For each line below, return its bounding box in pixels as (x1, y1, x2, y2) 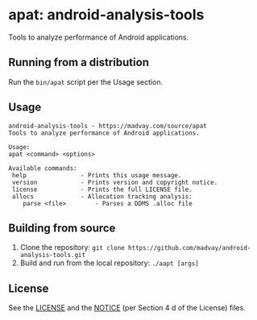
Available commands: (8, 164, 78, 172)
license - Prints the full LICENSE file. (11, 185, 193, 193)
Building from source (8, 221, 116, 235)
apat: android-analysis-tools (8, 6, 205, 24)
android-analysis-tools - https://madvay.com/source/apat (8, 122, 207, 130)
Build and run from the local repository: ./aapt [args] (19, 258, 200, 268)
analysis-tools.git (19, 251, 86, 260)
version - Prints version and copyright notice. (11, 178, 218, 186)
